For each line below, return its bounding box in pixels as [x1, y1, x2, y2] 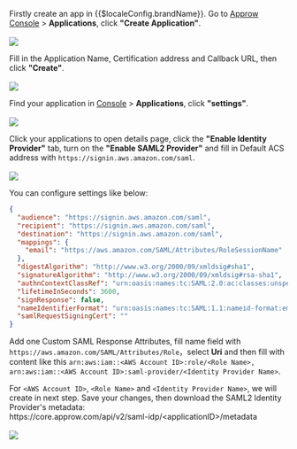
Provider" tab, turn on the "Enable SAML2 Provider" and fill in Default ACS [9, 143, 285, 153]
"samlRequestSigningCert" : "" [17, 312, 128, 321]
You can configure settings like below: [9, 188, 148, 198]
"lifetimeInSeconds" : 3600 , [17, 287, 121, 296]
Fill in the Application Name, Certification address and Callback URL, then [9, 53, 278, 64]
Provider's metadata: [9, 402, 86, 413]
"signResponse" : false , [17, 295, 104, 305]
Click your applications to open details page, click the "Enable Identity [9, 134, 267, 143]
